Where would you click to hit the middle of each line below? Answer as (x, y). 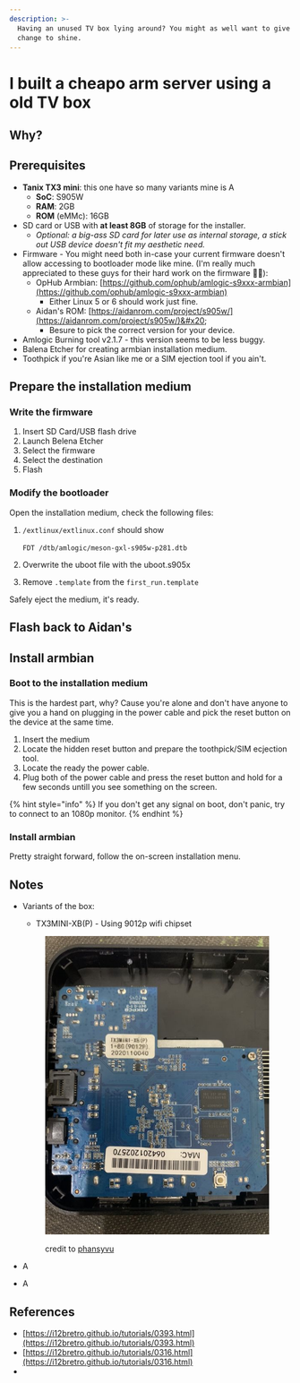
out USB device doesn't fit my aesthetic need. (120, 244)
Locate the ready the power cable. (86, 768)
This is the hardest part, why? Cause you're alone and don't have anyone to (149, 702)
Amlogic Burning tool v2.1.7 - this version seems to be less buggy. (144, 339)
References (42, 1312)
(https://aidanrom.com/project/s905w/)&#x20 (120, 320)
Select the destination (62, 460)
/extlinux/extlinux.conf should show (93, 529)
